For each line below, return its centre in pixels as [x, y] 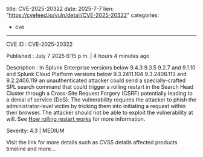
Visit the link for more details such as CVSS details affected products [92, 142]
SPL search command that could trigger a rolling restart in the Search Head [100, 87]
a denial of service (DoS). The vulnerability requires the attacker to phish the [101, 100]
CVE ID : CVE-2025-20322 [40, 44]
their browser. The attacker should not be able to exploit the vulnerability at [100, 112]
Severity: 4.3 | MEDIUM [35, 130]
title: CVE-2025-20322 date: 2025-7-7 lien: [60, 9]
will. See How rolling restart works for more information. [76, 119]
